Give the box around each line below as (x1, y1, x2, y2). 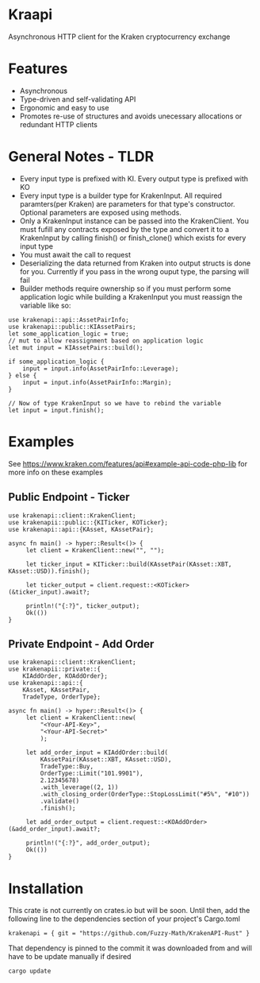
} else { (8, 371, 37, 379)
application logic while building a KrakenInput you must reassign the (19, 292, 243, 301)
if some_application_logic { (8, 358, 105, 366)
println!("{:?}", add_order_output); (25, 839, 151, 847)
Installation (8, 880, 84, 897)
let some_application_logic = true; (8, 330, 129, 338)
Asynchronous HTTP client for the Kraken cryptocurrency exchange (8, 32, 231, 41)
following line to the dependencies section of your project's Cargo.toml (8, 914, 240, 923)
